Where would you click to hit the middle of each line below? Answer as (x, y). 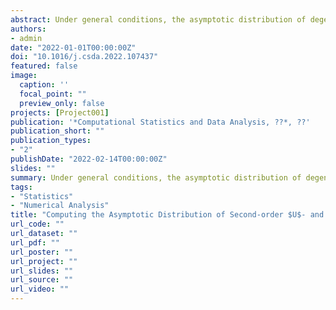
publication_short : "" (57, 131)
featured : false (44, 66)
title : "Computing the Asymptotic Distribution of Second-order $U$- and (167, 215)
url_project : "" (44, 261)
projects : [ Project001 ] (60, 112)
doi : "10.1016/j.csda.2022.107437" (84, 57)
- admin (26, 38)
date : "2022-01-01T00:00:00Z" (73, 47)
